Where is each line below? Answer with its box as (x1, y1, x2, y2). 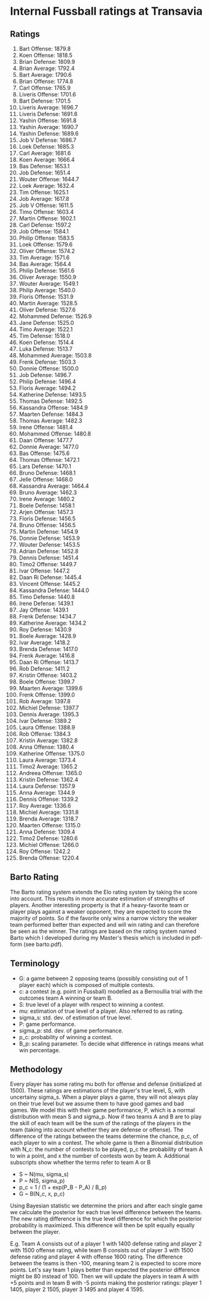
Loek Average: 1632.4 (18, 182, 74, 189)
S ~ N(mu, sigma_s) (18, 1171, 69, 1178)
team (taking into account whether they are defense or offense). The (10, 1126, 184, 1134)
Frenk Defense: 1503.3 (18, 358, 76, 365)
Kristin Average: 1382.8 (18, 737, 78, 744)
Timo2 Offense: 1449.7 (18, 561, 77, 568)
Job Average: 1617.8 (18, 195, 69, 202)
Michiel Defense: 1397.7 (18, 704, 79, 711)
